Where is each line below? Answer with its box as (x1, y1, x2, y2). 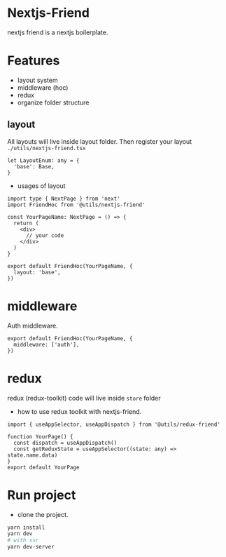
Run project (7, 487, 76, 503)
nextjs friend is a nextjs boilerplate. (7, 28, 108, 36)
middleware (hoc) (17, 83, 69, 92)
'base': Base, (13, 163, 55, 170)
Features (7, 53, 60, 69)
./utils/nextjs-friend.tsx (7, 145, 86, 152)
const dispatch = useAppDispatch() (13, 439, 118, 446)
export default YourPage (7, 464, 80, 471)
